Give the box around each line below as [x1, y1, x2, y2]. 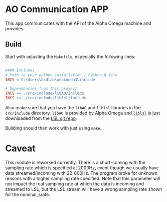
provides [5, 25, 24, 31]
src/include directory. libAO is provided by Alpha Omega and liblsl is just [5, 110, 160, 116]
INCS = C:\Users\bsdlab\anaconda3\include [5, 77, 95, 82]
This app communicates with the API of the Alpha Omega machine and [5, 20, 151, 26]
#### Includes [5, 68, 35, 73]
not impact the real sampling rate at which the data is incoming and [5, 180, 144, 187]
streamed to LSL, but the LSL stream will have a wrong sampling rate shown [5, 186, 162, 192]
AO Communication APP [5, 4, 109, 15]
